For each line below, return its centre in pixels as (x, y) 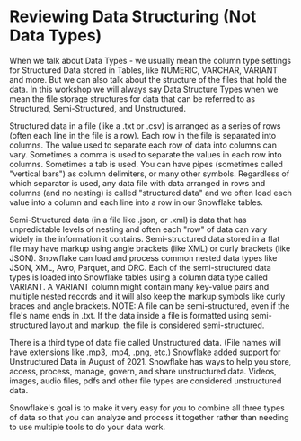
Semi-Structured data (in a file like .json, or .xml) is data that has (128, 220)
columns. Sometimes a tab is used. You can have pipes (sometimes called (146, 164)
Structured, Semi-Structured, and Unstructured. (98, 108)
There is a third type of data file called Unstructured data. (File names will (145, 342)
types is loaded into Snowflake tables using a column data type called (138, 277)
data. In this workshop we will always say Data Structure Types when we (144, 89)
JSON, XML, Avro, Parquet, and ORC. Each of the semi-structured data (140, 267)
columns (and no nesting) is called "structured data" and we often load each (150, 193)
